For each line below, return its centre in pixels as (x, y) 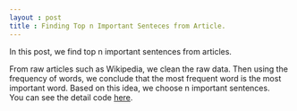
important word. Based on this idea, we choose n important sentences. (140, 88)
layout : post (36, 17)
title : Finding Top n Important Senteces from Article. (118, 26)
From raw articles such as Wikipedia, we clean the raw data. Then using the (149, 69)
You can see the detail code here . (71, 97)
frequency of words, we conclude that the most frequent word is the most (145, 78)
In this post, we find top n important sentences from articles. (121, 51)
